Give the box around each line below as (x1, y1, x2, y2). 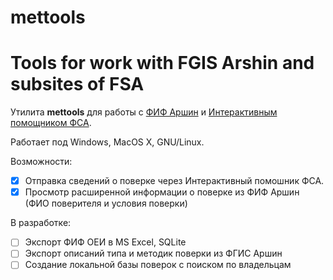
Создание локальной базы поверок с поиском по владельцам (24, 259, 292, 271)
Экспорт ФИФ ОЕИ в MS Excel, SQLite (24, 236, 187, 248)
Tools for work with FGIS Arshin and (10, 52, 315, 75)
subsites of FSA (10, 73, 145, 96)
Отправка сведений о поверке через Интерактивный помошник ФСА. (24, 175, 325, 187)
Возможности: (10, 156, 73, 168)
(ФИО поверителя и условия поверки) (24, 197, 188, 210)
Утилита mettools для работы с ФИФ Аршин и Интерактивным (10, 106, 278, 118)
